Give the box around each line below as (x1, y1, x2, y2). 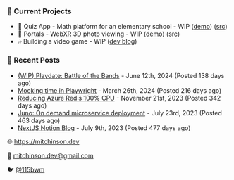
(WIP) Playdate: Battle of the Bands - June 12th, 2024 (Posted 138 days (17, 71, 225, 79)
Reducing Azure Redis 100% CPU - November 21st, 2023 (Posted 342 (17, 94, 221, 102)
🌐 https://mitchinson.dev (7, 137, 80, 146)
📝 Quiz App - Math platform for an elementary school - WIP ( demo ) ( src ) (17, 22, 228, 31)
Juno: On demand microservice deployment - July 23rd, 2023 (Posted (17, 108, 222, 117)
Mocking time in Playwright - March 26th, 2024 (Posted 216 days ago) (17, 86, 222, 94)
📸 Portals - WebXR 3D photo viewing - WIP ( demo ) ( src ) (17, 30, 180, 38)
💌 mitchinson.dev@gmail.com (7, 151, 94, 160)
